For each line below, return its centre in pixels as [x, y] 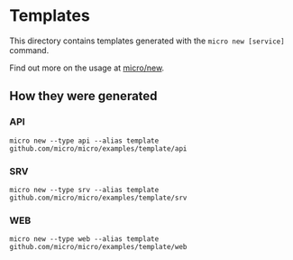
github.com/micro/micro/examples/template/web [98, 247]
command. [29, 50]
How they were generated [83, 96]
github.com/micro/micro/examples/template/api [98, 149]
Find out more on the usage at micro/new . [87, 68]
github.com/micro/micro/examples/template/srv [98, 198]
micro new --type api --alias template [84, 141]
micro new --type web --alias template [84, 239]
